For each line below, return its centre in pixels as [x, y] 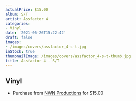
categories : [18, 24]
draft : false [19, 38]
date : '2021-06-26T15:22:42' [36, 33]
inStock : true [20, 51]
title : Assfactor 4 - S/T [32, 61]
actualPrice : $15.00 [27, 10]
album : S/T [17, 14]
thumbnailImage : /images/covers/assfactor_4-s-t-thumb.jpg [68, 56]
